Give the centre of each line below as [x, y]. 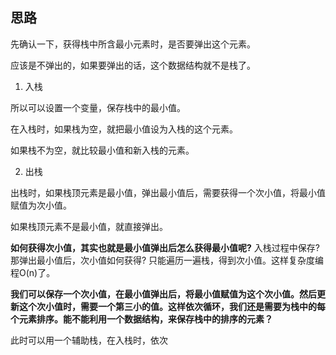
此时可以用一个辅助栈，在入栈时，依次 [89, 340]
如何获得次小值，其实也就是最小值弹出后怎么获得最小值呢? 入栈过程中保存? [165, 247]
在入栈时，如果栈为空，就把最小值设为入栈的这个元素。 [124, 129]
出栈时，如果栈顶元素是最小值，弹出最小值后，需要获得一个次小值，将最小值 [168, 192]
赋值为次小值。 [41, 205]
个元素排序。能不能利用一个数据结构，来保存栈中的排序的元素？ [141, 319]
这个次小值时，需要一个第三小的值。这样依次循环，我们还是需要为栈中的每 [172, 306]
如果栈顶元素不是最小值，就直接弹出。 [89, 226]
